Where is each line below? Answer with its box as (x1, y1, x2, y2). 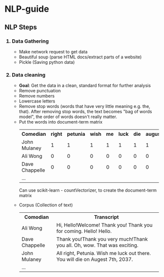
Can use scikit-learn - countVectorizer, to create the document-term (19, 187, 157, 193)
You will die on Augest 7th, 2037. (56, 256, 133, 263)
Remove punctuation (19, 88, 61, 94)
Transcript (94, 214, 119, 221)
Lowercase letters (19, 98, 55, 104)
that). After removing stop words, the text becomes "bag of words (19, 109, 152, 115)
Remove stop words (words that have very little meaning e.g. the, (19, 103, 150, 109)
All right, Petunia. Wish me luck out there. (56, 250, 151, 257)
